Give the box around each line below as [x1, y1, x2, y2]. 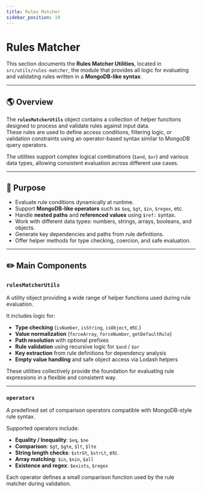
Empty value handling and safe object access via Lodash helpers [14, 356, 179, 363]
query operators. [6, 141, 48, 149]
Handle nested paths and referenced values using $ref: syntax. [14, 211, 176, 219]
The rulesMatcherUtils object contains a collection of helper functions [6, 116, 182, 123]
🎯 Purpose [6, 182, 46, 193]
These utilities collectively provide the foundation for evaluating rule [6, 367, 174, 374]
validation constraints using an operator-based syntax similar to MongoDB [6, 135, 191, 142]
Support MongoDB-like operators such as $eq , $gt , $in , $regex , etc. [14, 205, 183, 212]
